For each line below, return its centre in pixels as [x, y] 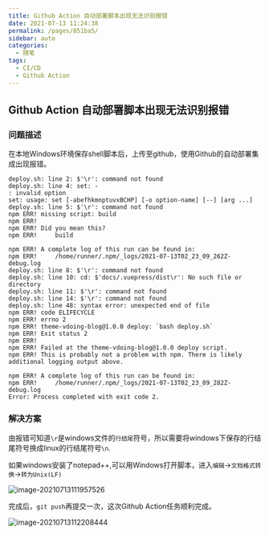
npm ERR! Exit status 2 [48, 334]
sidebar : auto [32, 38]
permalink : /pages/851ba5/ [53, 31]
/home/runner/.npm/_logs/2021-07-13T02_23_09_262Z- [143, 257]
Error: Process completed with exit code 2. [84, 397]
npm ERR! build [41, 235]
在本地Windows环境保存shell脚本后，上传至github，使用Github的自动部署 [130, 154]
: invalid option [37, 194]
